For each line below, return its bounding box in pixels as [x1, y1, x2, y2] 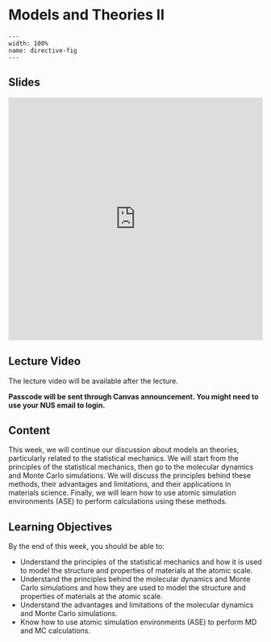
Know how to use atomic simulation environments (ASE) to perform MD [19, 617, 257, 627]
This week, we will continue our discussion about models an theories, [8, 445, 240, 454]
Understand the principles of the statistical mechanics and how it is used [19, 557, 262, 567]
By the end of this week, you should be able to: [8, 542, 165, 551]
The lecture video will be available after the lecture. [8, 376, 179, 386]
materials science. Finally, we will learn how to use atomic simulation [8, 488, 236, 498]
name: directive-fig [8, 46, 78, 54]
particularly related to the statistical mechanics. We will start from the [8, 454, 240, 463]
